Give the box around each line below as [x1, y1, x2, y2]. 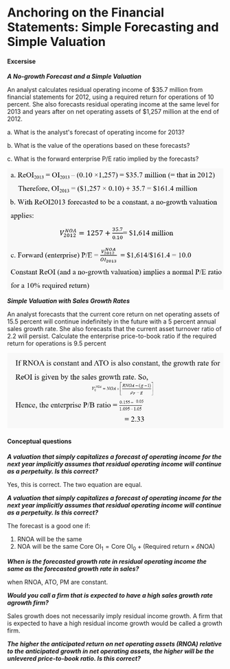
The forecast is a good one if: [7, 522, 91, 530]
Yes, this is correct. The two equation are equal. [7, 481, 143, 489]
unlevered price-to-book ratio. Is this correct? [7, 654, 141, 662]
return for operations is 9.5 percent [7, 339, 106, 348]
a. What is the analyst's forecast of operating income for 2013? [7, 128, 185, 137]
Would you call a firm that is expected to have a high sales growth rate [7, 591, 214, 599]
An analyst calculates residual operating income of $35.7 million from [7, 86, 203, 94]
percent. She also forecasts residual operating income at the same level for [7, 100, 220, 109]
